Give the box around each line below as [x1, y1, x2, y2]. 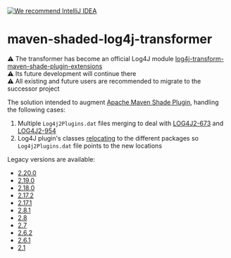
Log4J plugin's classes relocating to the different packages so [17, 134, 199, 142]
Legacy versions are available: [7, 155, 95, 163]
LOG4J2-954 [17, 127, 56, 135]
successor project [7, 84, 60, 93]
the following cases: [7, 105, 65, 114]
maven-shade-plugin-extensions [7, 62, 103, 70]
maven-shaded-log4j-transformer [7, 32, 213, 47]
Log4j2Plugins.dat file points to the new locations [17, 141, 163, 150]
